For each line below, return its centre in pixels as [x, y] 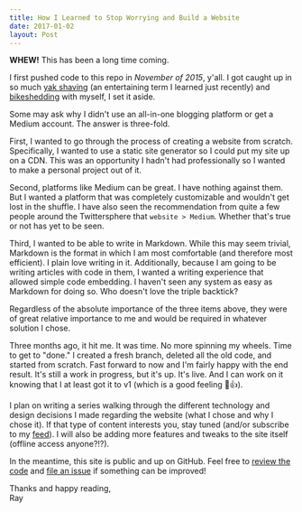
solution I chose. [40, 328]
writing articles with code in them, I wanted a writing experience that [137, 273]
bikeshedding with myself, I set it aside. [82, 97]
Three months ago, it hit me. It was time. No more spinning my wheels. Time [151, 346]
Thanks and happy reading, [60, 489]
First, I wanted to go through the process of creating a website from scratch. [151, 142]
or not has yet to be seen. [57, 226]
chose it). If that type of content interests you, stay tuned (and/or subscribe [150, 424]
